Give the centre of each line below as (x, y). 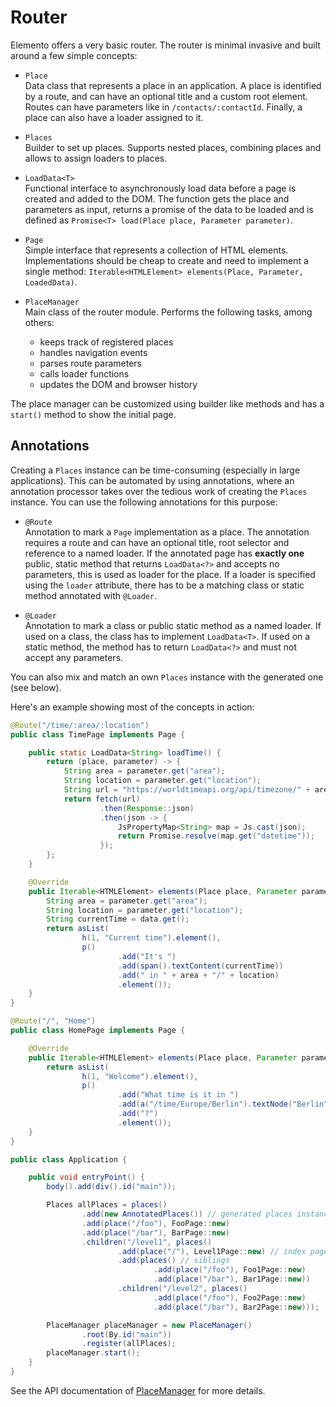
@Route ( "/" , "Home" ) (53, 1021)
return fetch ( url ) (102, 799)
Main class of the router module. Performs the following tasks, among (168, 312)
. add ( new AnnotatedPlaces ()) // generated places (187, 1214)
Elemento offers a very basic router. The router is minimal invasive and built (165, 45)
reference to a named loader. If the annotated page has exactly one (164, 553)
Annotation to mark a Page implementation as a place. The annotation (167, 532)
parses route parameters (90, 363)
